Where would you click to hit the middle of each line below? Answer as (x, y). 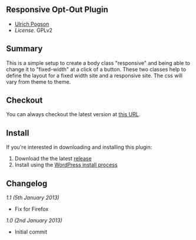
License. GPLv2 (34, 30)
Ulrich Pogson (32, 24)
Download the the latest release (53, 159)
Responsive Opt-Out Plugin (57, 10)
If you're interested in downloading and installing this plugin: (79, 147)
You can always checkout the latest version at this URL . (73, 114)
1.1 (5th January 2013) (33, 198)
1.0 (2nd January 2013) (34, 221)
